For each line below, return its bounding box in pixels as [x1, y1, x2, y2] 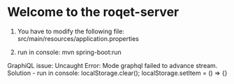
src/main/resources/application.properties [17, 34, 140, 42]
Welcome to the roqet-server [7, 4, 180, 20]
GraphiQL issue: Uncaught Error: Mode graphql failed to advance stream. [7, 61, 218, 69]
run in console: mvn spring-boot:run [17, 48, 122, 56]
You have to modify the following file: [17, 27, 124, 35]
